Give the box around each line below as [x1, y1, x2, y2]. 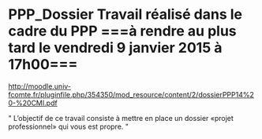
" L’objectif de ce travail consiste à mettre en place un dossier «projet [8, 113, 234, 123]
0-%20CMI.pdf [8, 98, 58, 108]
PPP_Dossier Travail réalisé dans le [8, 5, 243, 24]
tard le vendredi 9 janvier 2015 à [8, 39, 223, 57]
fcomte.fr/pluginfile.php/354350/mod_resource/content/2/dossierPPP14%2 [8, 90, 255, 99]
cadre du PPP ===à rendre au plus [8, 22, 237, 40]
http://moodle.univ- [8, 81, 72, 91]
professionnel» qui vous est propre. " [8, 122, 129, 131]
